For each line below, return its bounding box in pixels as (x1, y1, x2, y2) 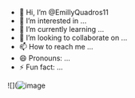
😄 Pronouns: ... (18, 53, 71, 63)
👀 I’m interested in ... (18, 16, 87, 25)
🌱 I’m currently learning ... (18, 25, 105, 33)
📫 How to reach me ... (18, 42, 93, 51)
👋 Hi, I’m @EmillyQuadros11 (18, 8, 109, 17)
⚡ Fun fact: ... (18, 62, 63, 72)
